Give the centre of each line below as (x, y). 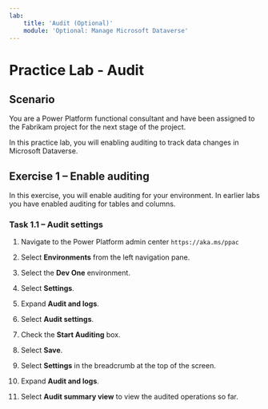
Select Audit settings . (57, 320)
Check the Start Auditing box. (70, 335)
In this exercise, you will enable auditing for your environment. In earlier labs (135, 196)
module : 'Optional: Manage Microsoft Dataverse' (106, 30)
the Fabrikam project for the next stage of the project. (98, 127)
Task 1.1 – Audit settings (56, 224)
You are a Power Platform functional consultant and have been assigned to (132, 119)
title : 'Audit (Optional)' (68, 23)
